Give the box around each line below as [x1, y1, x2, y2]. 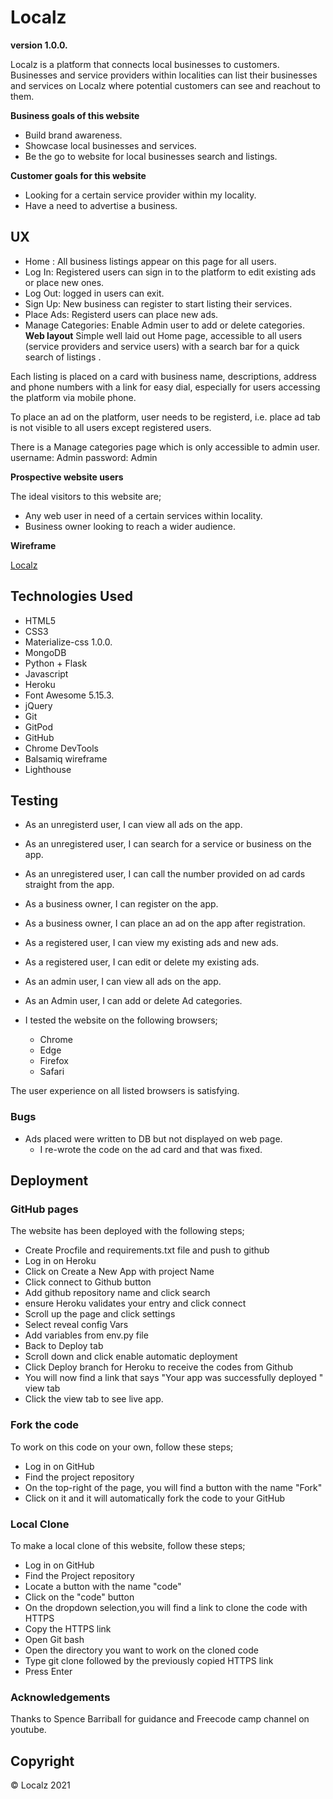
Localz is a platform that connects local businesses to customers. [10, 58, 280, 70]
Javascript [24, 667, 69, 680]
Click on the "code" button [24, 1591, 135, 1603]
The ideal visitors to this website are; [10, 490, 162, 502]
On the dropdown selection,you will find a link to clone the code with [24, 1601, 308, 1613]
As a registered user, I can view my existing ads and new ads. [24, 937, 279, 949]
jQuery [24, 699, 53, 711]
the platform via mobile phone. [10, 391, 137, 403]
